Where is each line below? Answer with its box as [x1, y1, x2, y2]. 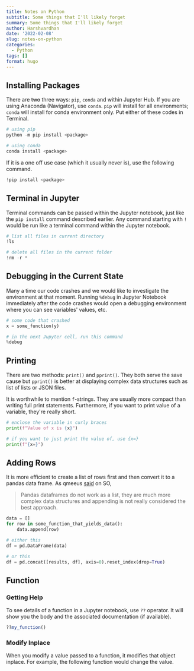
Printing [6, 356, 37, 366]
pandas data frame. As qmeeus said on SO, [6, 480, 112, 487]
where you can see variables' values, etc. [6, 306, 108, 313]
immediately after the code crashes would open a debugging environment [6, 299, 186, 306]
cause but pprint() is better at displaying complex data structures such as [6, 378, 188, 385]
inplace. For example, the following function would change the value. [6, 659, 174, 666]
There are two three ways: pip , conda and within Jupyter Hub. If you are [6, 96, 180, 103]
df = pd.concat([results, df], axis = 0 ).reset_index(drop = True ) [6, 559, 166, 565]
